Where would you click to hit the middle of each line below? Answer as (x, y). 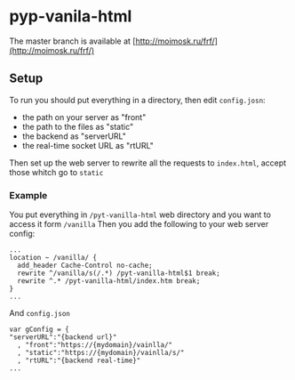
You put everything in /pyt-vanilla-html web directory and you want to (140, 214)
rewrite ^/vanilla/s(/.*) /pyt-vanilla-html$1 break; (119, 273)
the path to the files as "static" (78, 126)
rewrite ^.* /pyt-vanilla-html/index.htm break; (109, 281)
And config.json (40, 313)
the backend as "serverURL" (74, 136)
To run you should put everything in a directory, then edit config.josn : (137, 100)
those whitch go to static (56, 172)
